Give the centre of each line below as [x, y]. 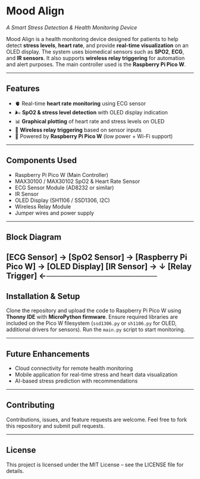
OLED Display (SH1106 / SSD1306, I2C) [62, 200]
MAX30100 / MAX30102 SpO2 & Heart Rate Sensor [77, 181]
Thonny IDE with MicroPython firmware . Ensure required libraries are [92, 317]
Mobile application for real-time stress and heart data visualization [96, 374]
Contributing [30, 405]
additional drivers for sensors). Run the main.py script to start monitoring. [96, 329]
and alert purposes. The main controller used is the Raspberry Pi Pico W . [96, 64]
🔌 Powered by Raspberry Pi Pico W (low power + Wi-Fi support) [94, 136]
